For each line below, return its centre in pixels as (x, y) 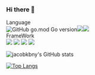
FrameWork (20, 36)
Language (18, 23)
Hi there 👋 (21, 10)
